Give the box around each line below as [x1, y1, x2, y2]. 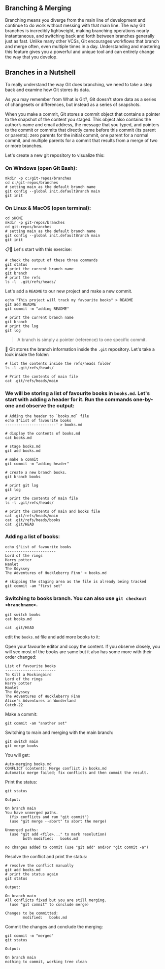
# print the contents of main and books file [5, 509, 100, 514]
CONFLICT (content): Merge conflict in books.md [5, 766, 107, 771]
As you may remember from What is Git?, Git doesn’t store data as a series [5, 96, 157, 102]
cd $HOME [5, 216, 23, 221]
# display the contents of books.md [5, 431, 80, 436]
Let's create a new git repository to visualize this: [5, 152, 105, 158]
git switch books [5, 612, 41, 618]
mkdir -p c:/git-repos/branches [5, 176, 71, 181]
